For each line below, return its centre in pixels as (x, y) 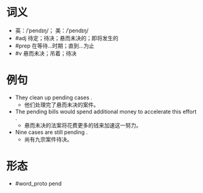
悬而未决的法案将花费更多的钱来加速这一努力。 (83, 125)
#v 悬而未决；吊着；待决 (46, 53)
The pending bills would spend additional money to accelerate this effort (106, 111)
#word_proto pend (38, 183)
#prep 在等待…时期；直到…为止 (55, 46)
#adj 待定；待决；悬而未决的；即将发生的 (67, 38)
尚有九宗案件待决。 (48, 139)
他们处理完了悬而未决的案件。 (61, 105)
